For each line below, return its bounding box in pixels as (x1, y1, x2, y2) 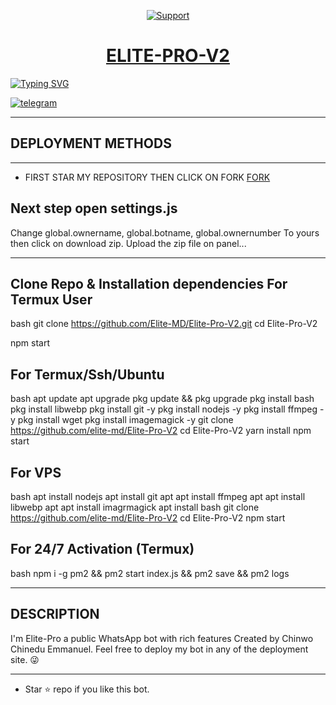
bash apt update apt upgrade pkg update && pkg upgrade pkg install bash (10, 393, 315, 405)
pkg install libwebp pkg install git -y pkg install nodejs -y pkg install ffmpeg (10, 403, 318, 415)
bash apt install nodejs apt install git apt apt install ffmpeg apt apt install (10, 491, 306, 502)
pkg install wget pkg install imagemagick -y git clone (17, 414, 234, 426)
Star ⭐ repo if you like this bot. (24, 683, 150, 695)
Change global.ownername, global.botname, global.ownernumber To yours (10, 226, 320, 239)
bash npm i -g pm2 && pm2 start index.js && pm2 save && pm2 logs (10, 567, 290, 579)
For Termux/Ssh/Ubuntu (10, 366, 165, 383)
